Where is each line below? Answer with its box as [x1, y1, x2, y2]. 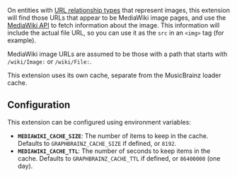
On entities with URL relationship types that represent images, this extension [7, 6, 230, 14]
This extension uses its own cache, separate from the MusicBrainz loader [7, 71, 221, 79]
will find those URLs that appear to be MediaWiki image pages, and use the [7, 13, 226, 22]
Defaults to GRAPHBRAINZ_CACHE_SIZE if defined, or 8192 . [17, 139, 177, 147]
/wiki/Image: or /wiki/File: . [7, 57, 92, 66]
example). [7, 36, 37, 45]
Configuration [7, 99, 71, 111]
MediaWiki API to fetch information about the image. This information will [7, 21, 220, 29]
